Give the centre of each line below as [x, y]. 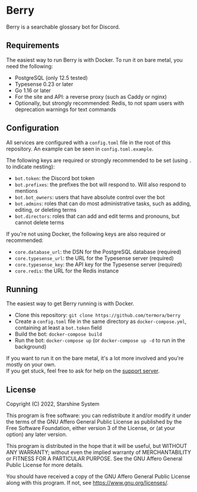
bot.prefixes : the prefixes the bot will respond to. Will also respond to [101, 184]
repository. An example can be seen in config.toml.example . [80, 149]
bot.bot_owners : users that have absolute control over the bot [90, 197]
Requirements [33, 46]
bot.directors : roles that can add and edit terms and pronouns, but [97, 216]
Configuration [33, 128]
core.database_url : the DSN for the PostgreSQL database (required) [98, 252]
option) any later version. [36, 434]
